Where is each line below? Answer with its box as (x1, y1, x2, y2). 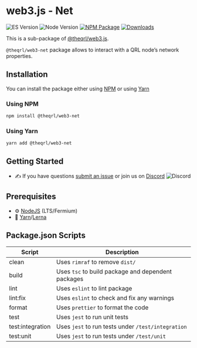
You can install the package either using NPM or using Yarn (6, 85, 150, 92)
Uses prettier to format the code (56, 303, 149, 312)
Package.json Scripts (6, 231, 86, 241)
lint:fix (9, 293, 26, 302)
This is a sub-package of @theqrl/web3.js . (6, 35, 109, 42)
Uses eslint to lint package (56, 284, 133, 292)
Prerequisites (6, 192, 56, 202)
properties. (6, 52, 33, 59)
